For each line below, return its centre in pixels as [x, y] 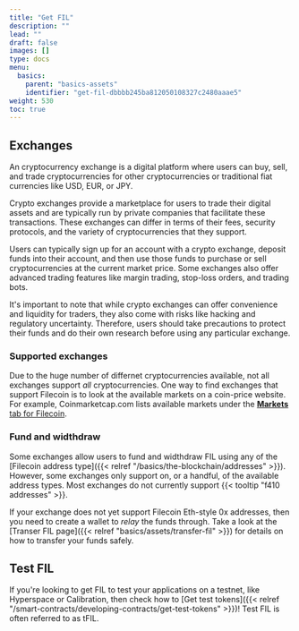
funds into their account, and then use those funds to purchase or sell [138, 259]
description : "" [39, 26]
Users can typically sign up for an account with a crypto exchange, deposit [148, 249]
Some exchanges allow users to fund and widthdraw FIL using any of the [144, 456]
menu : [19, 68]
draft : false [34, 43]
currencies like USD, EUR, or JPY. [71, 186]
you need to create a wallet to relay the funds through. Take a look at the [143, 521]
